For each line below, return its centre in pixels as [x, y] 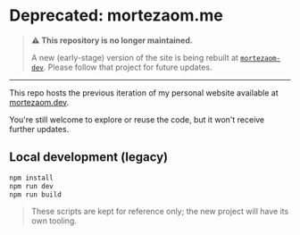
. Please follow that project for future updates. [128, 67]
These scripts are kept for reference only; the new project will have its [160, 212]
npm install [31, 178]
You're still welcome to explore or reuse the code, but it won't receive [137, 119]
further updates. [39, 129]
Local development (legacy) [88, 157]
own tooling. [54, 221]
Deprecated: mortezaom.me [116, 16]
